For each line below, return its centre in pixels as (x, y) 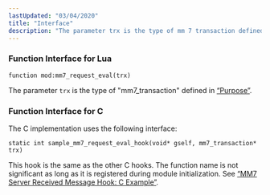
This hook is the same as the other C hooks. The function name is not (123, 165)
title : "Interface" (41, 23)
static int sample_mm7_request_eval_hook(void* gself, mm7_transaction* (133, 143)
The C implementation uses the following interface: (93, 128)
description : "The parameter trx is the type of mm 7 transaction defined (136, 30)
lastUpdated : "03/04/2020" (53, 16)
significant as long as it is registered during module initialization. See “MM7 (133, 173)
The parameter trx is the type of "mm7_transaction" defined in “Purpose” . (130, 90)
